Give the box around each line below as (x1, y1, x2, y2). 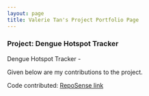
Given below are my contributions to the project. (7, 68, 144, 76)
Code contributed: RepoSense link (7, 81, 104, 89)
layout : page (7, 10, 44, 17)
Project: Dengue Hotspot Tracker (7, 39, 119, 49)
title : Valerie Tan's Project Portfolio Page (7, 16, 139, 23)
